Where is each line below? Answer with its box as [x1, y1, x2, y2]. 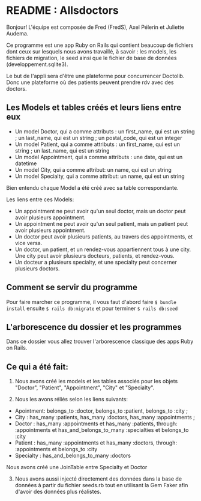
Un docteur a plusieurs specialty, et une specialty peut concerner [14, 258, 177, 266]
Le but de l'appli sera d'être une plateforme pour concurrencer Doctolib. [6, 72, 185, 79]
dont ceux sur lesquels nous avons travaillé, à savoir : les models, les [6, 47, 177, 55]
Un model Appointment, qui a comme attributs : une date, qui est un [14, 153, 183, 160]
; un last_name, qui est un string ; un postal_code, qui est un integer [14, 134, 182, 141]
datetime [14, 160, 37, 167]
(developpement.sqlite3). [6, 61, 68, 68]
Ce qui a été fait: [6, 362, 69, 372]
